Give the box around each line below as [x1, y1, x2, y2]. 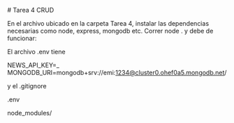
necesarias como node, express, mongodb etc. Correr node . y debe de [7, 27, 214, 35]
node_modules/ [7, 109, 52, 117]
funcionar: [7, 34, 37, 42]
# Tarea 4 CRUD [7, 6, 54, 14]
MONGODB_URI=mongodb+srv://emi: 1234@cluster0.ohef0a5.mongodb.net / [7, 69, 227, 76]
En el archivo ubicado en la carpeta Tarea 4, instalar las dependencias [7, 19, 210, 27]
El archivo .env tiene [7, 48, 66, 56]
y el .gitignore [7, 82, 47, 90]
